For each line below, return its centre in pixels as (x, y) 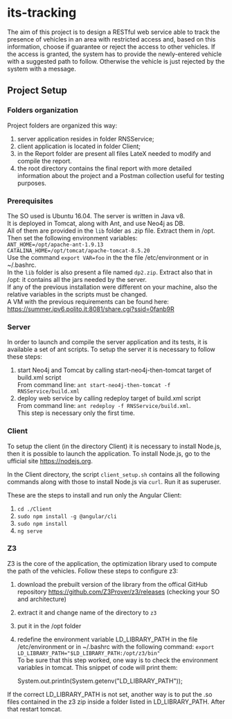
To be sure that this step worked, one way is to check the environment (117, 660)
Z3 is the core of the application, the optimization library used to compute (112, 563)
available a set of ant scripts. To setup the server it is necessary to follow (111, 349)
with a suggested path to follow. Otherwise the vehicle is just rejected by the (116, 61)
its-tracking (42, 13)
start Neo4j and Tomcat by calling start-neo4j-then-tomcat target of (114, 370)
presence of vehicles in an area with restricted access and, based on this (111, 39)
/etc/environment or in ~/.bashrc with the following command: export (116, 646)
